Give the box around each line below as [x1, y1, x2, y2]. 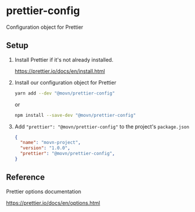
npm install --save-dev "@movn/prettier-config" [14, 112, 136, 118]
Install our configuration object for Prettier [14, 79, 116, 86]
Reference [6, 172, 45, 183]
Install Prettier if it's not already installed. [14, 56, 113, 63]
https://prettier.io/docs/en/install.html [14, 68, 105, 75]
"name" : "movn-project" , [20, 140, 81, 146]
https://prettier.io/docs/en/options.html [6, 199, 100, 206]
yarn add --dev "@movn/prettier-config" [14, 90, 115, 96]
